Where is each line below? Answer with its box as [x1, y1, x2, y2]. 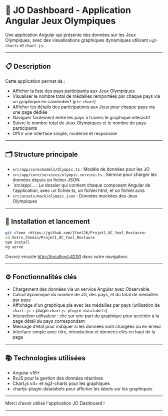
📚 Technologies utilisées [5, 354, 86, 362]
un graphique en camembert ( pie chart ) [12, 98, 96, 104]
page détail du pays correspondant [12, 318, 85, 324]
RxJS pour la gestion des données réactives [12, 375, 103, 381]
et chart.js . [19, 42, 44, 48]
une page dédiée [12, 109, 47, 115]
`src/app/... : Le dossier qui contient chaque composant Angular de [12, 182, 151, 188]
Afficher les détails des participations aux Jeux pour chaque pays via [12, 104, 155, 110]
